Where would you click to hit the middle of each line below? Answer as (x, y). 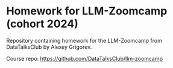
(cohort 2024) (42, 24)
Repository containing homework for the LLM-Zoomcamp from (84, 40)
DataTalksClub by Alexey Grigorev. (49, 47)
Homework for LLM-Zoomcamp (87, 11)
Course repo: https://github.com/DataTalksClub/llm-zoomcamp (85, 58)
